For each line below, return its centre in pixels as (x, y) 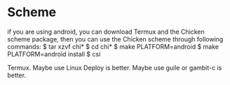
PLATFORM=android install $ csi (54, 54)
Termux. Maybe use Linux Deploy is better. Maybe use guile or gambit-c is (115, 67)
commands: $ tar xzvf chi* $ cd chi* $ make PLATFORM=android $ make (113, 46)
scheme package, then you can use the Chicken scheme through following (115, 39)
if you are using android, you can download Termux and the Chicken (106, 32)
